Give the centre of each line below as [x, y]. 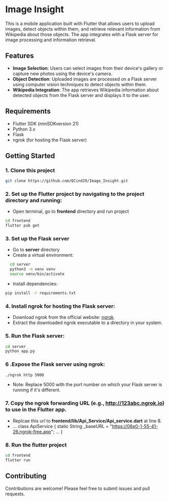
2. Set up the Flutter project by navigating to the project [75, 194]
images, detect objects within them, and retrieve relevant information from [83, 29]
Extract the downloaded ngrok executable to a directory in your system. [88, 323]
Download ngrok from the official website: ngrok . [64, 317]
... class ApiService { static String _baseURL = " [62, 426]
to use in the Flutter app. [36, 410]
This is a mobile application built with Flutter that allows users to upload [80, 23]
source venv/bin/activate [37, 274]
